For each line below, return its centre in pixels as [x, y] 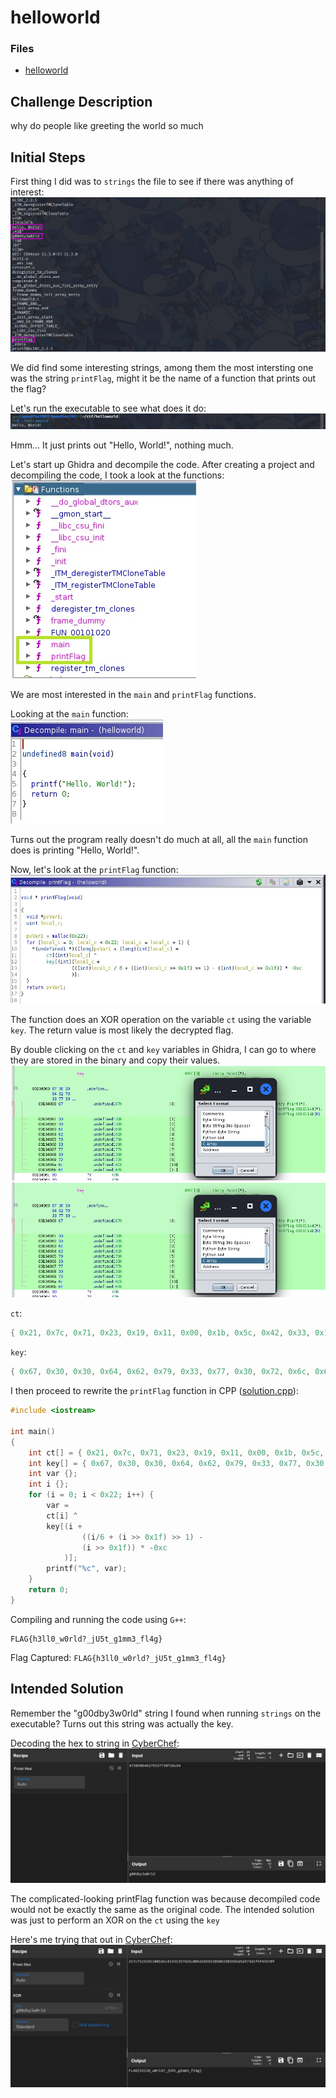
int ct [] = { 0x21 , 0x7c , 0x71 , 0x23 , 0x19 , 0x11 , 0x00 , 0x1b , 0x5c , [176, 1452]
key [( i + [64, 1526]
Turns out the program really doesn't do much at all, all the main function [159, 840]
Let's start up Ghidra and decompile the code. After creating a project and [162, 465]
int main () [33, 1431]
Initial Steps [48, 157]
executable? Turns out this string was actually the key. [122, 1723]
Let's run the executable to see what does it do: [108, 408]
